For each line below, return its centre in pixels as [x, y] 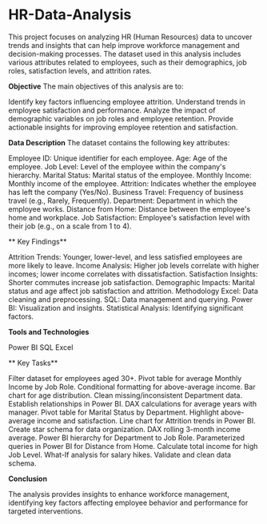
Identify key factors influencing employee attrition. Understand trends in [127, 101]
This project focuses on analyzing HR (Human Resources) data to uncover [130, 37]
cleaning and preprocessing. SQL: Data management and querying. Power [131, 299]
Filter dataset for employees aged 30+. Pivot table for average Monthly [125, 378]
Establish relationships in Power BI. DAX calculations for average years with [133, 403]
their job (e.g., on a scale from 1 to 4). [70, 226]
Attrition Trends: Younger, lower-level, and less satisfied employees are [126, 256]
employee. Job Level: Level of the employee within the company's [117, 166]
